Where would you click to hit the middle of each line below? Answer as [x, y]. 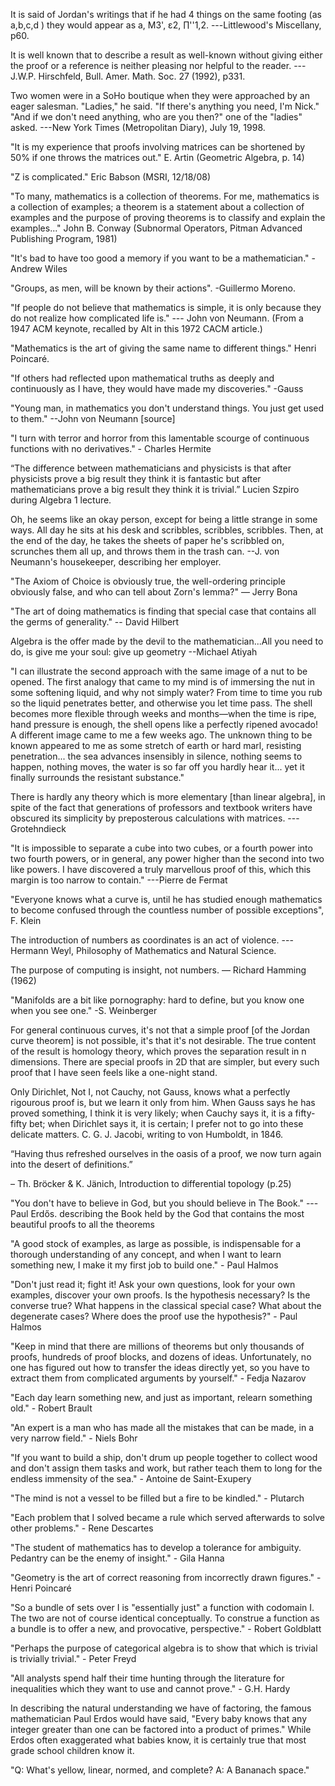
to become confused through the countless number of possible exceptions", [167, 910]
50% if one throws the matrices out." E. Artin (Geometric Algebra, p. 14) [157, 157]
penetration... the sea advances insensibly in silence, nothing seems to [156, 756]
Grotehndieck [38, 828]
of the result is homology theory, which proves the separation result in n [158, 1051]
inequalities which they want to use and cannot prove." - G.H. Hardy [150, 1688]
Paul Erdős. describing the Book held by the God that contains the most [157, 1213]
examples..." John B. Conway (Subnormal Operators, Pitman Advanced [156, 228]
